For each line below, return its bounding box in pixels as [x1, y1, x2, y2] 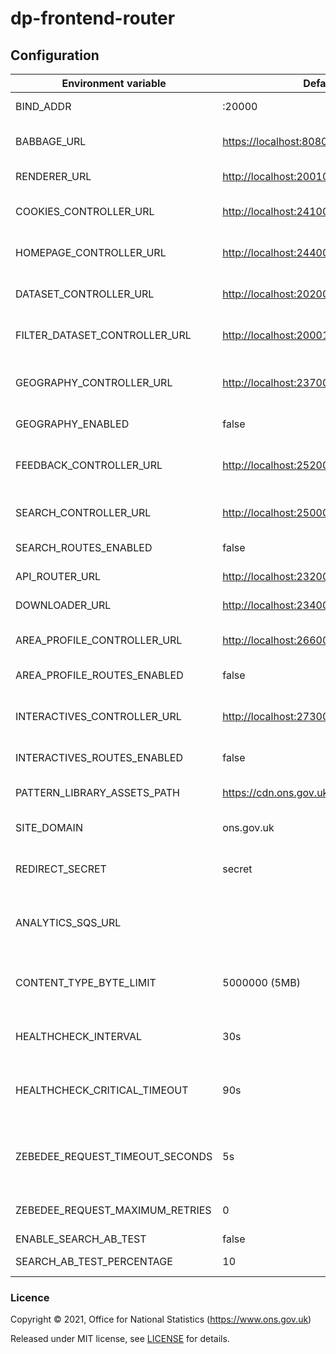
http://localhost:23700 [222, 376, 330, 389]
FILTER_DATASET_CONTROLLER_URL [15, 328, 192, 342]
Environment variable [61, 77, 167, 90]
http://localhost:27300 [222, 710, 330, 723]
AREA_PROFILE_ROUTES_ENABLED [15, 668, 184, 682]
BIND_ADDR [15, 100, 72, 113]
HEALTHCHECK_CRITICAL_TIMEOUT [15, 1083, 189, 1097]
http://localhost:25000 [222, 506, 330, 519]
